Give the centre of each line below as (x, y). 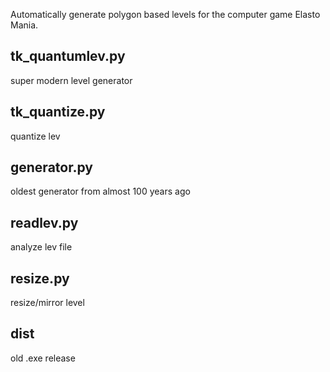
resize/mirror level (47, 303)
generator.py (51, 167)
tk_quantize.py (58, 112)
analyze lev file (41, 247)
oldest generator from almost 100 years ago (100, 191)
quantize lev (35, 136)
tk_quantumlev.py (68, 56)
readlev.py (44, 222)
